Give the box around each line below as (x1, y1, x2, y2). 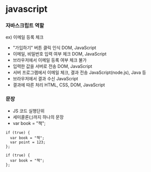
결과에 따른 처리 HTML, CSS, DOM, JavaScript (12, 82, 105, 88)
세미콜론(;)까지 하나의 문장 (12, 114, 64, 120)
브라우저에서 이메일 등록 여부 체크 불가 (12, 57, 87, 63)
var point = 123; (10, 140, 46, 145)
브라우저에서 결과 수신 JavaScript (12, 76, 78, 82)
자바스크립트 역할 (5, 22, 44, 29)
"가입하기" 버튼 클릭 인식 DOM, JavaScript (12, 45, 97, 51)
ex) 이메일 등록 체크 (5, 34, 44, 40)
